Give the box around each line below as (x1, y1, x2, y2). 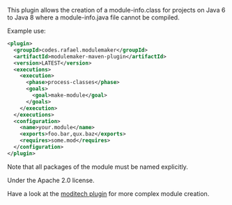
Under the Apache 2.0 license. (7, 176, 95, 184)
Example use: (7, 27, 47, 35)
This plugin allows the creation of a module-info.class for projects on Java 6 (7, 6, 226, 14)
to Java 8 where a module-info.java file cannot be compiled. (7, 13, 180, 22)
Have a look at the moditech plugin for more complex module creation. (7, 189, 210, 197)
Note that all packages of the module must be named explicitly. (7, 163, 188, 171)
